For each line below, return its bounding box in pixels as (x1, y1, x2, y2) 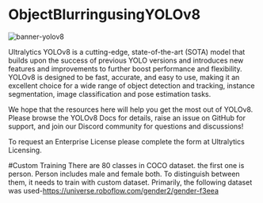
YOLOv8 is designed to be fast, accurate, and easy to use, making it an (8, 72, 240, 82)
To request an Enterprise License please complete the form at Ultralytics (8, 136, 246, 146)
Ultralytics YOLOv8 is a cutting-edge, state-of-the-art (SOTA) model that (8, 47, 246, 56)
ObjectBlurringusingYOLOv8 (8, 6, 200, 24)
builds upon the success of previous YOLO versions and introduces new (8, 56, 244, 65)
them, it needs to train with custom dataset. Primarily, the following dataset (8, 177, 253, 187)
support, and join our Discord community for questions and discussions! (8, 121, 244, 131)
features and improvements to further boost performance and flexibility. (8, 63, 243, 73)
